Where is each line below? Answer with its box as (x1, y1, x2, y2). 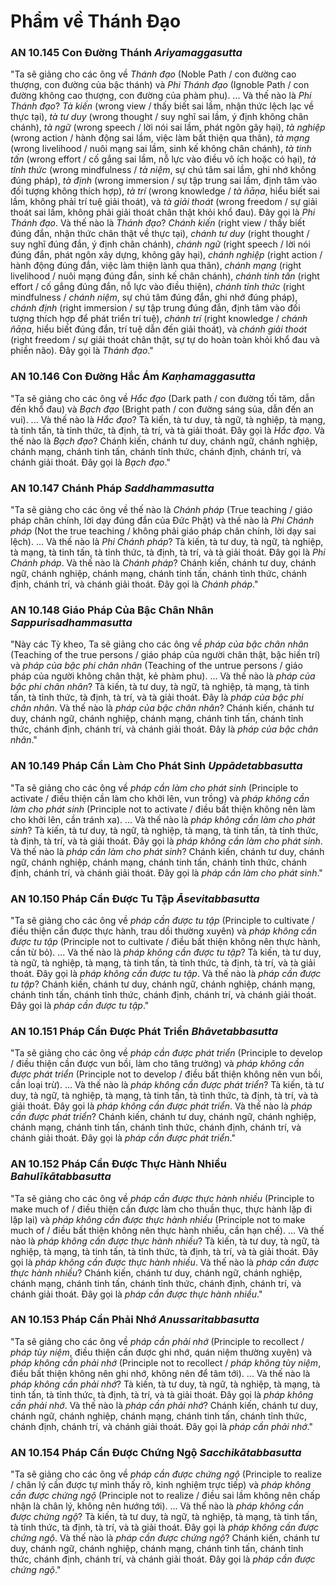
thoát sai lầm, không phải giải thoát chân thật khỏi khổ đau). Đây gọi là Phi (10, 206, 316, 219)
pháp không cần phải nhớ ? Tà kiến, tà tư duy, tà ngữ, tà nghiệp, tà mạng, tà (10, 1378, 321, 1390)
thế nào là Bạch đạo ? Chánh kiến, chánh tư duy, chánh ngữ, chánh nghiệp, (10, 435, 318, 447)
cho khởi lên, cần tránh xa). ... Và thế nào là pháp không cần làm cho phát (10, 813, 316, 825)
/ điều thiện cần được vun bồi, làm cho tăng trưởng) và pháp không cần (10, 1058, 305, 1070)
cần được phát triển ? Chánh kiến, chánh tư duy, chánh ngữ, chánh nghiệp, (10, 1111, 317, 1123)
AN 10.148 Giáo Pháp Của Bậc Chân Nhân (10, 603, 215, 617)
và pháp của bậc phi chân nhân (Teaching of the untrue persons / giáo (10, 660, 303, 672)
